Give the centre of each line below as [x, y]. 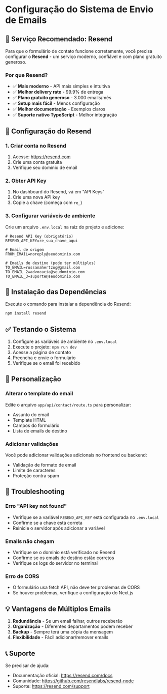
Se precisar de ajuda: [27, 666]
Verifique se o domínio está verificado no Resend [64, 553]
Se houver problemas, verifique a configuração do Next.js [73, 593]
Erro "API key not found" [36, 506]
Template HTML [29, 420]
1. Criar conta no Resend [36, 146]
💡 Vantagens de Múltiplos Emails [58, 609]
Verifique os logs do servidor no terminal [55, 563]
